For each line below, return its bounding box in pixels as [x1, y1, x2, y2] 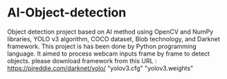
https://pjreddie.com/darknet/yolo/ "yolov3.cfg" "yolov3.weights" [7, 64, 194, 72]
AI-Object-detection [7, 5, 127, 21]
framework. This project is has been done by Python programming [7, 42, 197, 50]
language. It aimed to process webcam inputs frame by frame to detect [7, 49, 210, 58]
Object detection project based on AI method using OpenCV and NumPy [7, 27, 214, 36]
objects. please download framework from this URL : [7, 56, 157, 65]
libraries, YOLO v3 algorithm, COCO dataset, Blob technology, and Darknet [7, 34, 220, 43]
